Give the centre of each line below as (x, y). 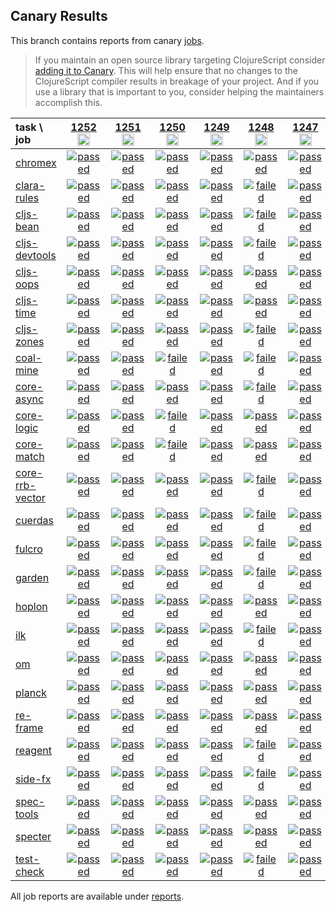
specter (33, 836)
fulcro (29, 549)
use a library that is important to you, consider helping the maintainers (179, 91)
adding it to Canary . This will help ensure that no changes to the (166, 70)
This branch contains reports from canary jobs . (107, 40)
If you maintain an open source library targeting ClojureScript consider (180, 60)
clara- (30, 185)
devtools (36, 255)
